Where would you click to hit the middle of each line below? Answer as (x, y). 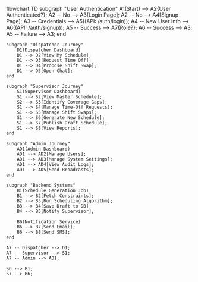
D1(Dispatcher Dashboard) (49, 50)
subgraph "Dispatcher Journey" (45, 45)
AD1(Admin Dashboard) (43, 149)
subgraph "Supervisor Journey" (45, 86)
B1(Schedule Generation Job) (53, 190)
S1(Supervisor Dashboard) (49, 92)
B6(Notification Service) (49, 222)
